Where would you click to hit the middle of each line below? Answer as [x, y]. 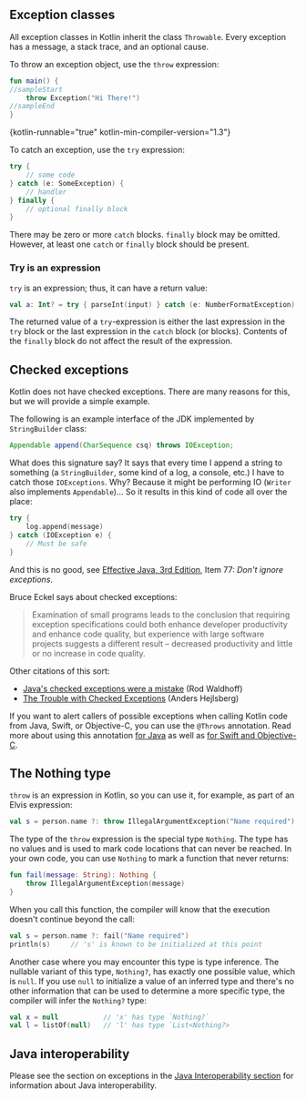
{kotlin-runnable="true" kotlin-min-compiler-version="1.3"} [120, 132]
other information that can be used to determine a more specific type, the [147, 991]
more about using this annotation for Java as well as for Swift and [132, 735]
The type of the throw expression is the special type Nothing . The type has [149, 839]
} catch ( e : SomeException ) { [67, 183]
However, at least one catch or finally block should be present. [129, 244]
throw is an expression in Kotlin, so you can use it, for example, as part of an [152, 795]
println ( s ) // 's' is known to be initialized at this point [136, 944]
